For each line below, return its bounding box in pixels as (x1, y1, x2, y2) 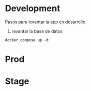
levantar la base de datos (12, 28, 63, 34)
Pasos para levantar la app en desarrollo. (5, 19, 87, 25)
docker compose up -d (5, 37, 49, 43)
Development (5, 3, 61, 14)
